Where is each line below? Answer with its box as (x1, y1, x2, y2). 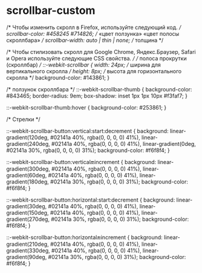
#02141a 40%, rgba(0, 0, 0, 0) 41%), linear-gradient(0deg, (51, 140, 197, 147)
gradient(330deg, (6, 246, 50, 254)
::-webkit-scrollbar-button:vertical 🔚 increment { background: (6, 158, 157, 165)
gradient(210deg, (6, 240, 50, 248)
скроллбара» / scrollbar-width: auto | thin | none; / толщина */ (6, 36, 164, 44)
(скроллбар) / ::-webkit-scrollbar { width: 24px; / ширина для (6, 61, 161, 68)
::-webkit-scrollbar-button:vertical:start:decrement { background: (6, 127, 169, 134)
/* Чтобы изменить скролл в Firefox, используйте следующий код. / (6, 24, 181, 31)
